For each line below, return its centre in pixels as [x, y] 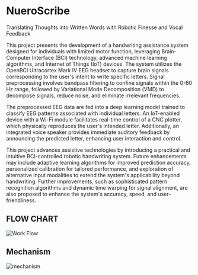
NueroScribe [38, 11]
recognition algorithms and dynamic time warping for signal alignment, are [97, 187]
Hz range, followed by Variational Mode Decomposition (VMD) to [85, 89]
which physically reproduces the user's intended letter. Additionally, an [93, 126]
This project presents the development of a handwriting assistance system [97, 45]
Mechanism [28, 252]
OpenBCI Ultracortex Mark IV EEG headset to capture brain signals [87, 70]
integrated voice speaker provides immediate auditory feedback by [88, 132]
